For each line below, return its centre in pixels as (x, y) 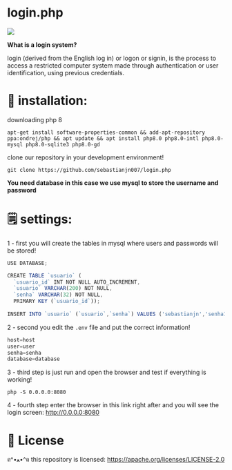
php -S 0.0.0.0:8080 (37, 392)
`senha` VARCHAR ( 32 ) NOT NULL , (58, 295)
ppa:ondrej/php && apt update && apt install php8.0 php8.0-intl (103, 138)
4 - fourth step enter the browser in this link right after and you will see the (113, 405)
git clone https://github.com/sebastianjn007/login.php (89, 170)
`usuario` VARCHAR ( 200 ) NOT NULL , (63, 288)
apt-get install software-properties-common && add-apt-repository (106, 133)
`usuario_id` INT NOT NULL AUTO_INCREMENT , (77, 282)
